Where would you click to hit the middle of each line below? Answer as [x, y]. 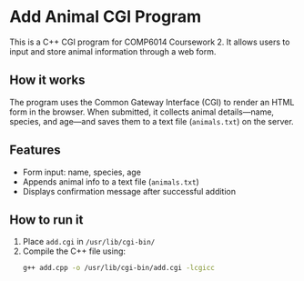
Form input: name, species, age [81, 172]
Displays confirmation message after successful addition [129, 191]
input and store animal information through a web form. [113, 51]
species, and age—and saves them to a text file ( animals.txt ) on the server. [152, 121]
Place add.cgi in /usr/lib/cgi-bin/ [89, 242]
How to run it [46, 220]
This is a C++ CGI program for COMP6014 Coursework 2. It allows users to [150, 42]
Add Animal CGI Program [106, 17]
